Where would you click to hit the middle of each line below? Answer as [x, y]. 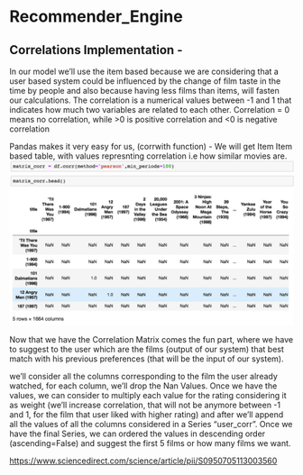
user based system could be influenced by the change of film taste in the [145, 81]
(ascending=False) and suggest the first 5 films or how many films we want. [150, 443]
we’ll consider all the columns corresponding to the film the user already [143, 376]
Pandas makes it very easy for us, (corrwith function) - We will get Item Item [151, 146]
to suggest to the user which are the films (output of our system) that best [147, 349]
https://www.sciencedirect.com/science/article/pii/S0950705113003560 [143, 461]
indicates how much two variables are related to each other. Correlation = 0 [150, 110]
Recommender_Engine [96, 17]
